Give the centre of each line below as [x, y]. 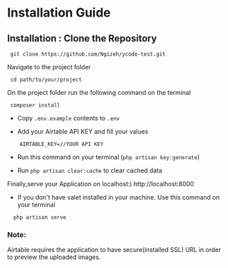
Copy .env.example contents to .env [68, 118]
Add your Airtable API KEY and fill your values [83, 132]
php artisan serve [40, 217]
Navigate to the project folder [49, 67]
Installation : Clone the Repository [82, 38]
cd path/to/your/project [46, 80]
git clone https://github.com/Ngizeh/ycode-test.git [88, 54]
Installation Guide [59, 13]
